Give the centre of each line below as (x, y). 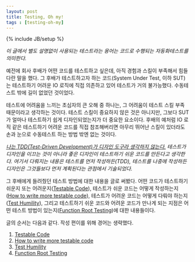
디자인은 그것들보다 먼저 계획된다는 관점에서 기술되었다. (69, 169)
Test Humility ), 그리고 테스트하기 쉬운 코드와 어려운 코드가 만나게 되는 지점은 (95, 203)
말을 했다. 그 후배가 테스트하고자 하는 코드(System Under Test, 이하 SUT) (101, 78)
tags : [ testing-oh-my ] (35, 22)
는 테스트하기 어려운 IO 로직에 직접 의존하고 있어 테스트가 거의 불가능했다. (90, 85)
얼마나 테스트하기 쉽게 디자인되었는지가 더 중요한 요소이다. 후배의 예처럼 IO (97, 120)
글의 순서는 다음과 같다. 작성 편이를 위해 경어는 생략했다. (70, 223)
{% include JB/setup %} (35, 39)
